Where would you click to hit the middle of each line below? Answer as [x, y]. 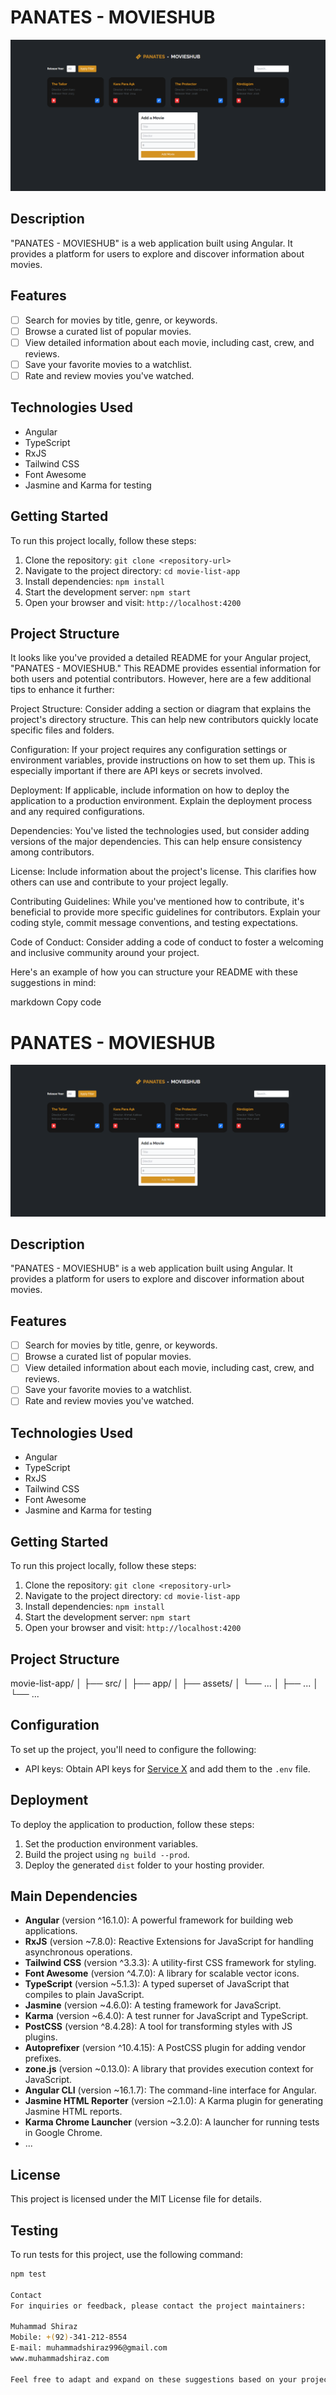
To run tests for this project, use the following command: [126, 2254]
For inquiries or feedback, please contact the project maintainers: [158, 2306]
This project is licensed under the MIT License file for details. [136, 2199]
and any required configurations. [77, 812]
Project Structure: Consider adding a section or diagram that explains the [161, 709]
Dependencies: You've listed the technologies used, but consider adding [160, 831]
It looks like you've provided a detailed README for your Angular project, [161, 658]
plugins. [41, 2037]
